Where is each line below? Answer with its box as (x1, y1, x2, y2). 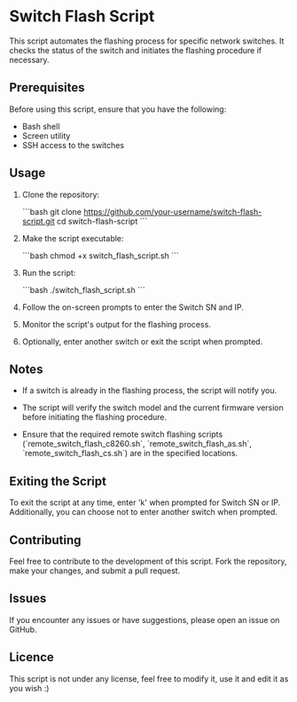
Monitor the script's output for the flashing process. (21, 319, 211, 329)
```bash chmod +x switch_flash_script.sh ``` (21, 250, 179, 261)
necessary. (9, 54, 51, 65)
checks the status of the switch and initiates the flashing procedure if (9, 44, 262, 55)
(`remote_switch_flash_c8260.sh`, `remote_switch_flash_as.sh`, (21, 438, 253, 449)
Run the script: (21, 267, 76, 278)
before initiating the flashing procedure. (21, 412, 167, 422)
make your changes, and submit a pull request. (9, 565, 181, 576)
